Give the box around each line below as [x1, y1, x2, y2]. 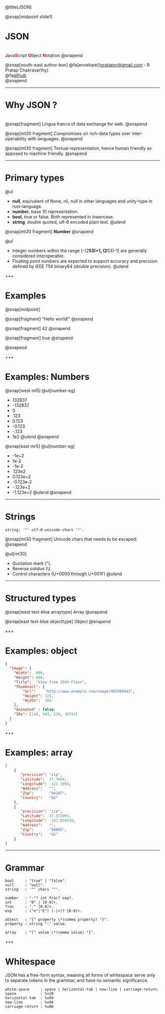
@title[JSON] [5, 4, 32, 10]
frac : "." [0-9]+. [5, 904, 54, 909]
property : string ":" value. [5, 922, 67, 926]
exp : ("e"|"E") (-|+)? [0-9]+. [5, 909, 82, 914]
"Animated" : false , [14, 707, 56, 712]
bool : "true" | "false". [5, 878, 67, 884]
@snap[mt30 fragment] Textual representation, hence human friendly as [5, 145, 152, 151]
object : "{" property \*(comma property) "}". [5, 917, 109, 922]
